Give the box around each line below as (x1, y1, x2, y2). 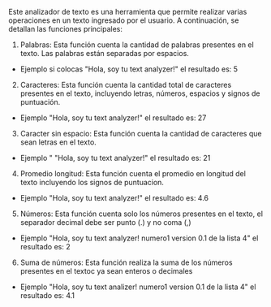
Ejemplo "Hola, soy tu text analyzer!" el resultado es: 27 (19, 113, 207, 123)
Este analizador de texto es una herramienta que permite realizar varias (8, 7, 247, 16)
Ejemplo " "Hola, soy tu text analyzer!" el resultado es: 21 (19, 153, 211, 162)
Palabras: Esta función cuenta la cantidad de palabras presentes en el (19, 40, 254, 50)
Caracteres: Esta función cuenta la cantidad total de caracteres (19, 80, 232, 89)
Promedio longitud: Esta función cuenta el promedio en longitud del (19, 169, 246, 178)
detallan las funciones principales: (8, 24, 123, 33)
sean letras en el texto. (19, 137, 97, 147)
